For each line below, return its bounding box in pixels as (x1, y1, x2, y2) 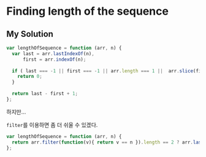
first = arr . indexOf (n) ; (22, 56, 86, 63)
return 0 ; (17, 74, 43, 80)
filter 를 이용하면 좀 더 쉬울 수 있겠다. (6, 121, 98, 128)
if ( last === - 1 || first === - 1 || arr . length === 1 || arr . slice (12, 67, 194, 74)
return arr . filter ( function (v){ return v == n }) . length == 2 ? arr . (12, 139, 193, 145)
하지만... (6, 108, 26, 115)
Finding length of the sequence (6, 4, 169, 18)
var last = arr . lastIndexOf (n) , (12, 50, 95, 56)
